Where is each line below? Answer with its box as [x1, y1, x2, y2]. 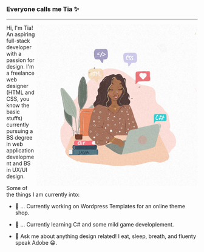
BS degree [6, 134, 33, 141]
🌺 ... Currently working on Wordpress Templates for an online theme [15, 203, 186, 210]
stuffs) [6, 115, 23, 122]
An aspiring [6, 31, 35, 38]
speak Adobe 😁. [15, 239, 58, 247]
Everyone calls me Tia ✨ [6, 5, 80, 13]
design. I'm [6, 63, 35, 70]
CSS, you [6, 95, 30, 103]
